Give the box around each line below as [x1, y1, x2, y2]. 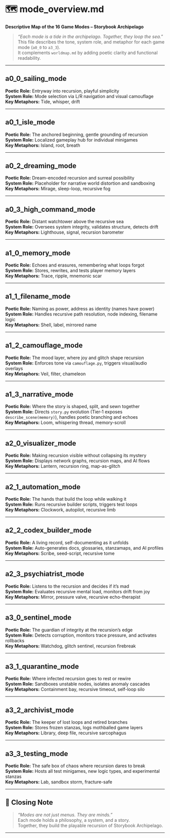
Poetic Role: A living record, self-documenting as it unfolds [5, 539, 129, 546]
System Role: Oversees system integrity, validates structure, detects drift [5, 224, 158, 230]
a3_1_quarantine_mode [5, 662, 79, 671]
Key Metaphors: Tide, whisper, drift [5, 99, 80, 105]
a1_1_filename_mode [5, 292, 71, 301]
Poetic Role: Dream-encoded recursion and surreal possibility [5, 175, 135, 181]
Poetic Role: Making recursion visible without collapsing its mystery [5, 453, 147, 459]
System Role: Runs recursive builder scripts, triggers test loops [5, 501, 138, 508]
